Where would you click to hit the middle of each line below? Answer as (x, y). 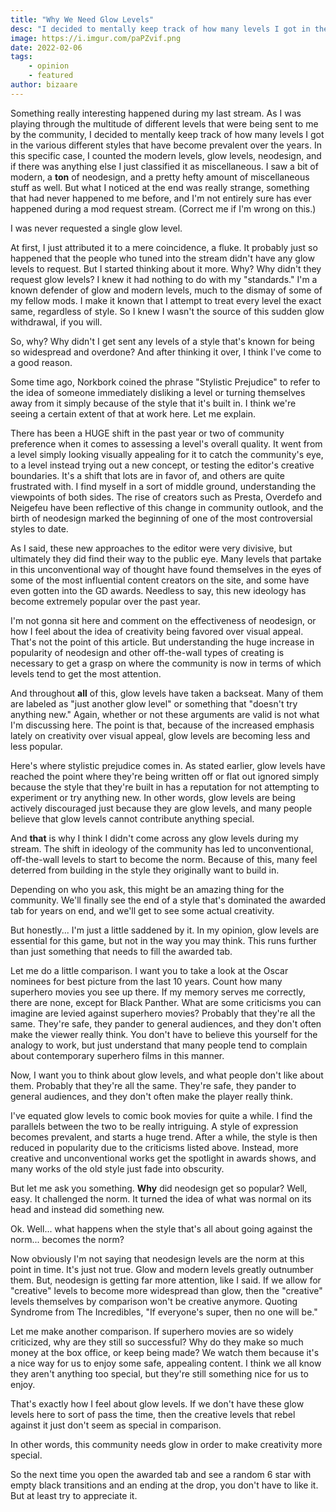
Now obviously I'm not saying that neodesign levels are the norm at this (157, 1258)
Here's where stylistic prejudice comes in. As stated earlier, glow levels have (168, 765)
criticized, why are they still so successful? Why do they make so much (157, 1342)
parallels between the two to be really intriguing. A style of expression (154, 1126)
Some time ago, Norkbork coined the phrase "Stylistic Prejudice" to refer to (165, 382)
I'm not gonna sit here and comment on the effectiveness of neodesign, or (163, 620)
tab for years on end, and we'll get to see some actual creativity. (142, 910)
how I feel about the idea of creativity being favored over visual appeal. (157, 631)
